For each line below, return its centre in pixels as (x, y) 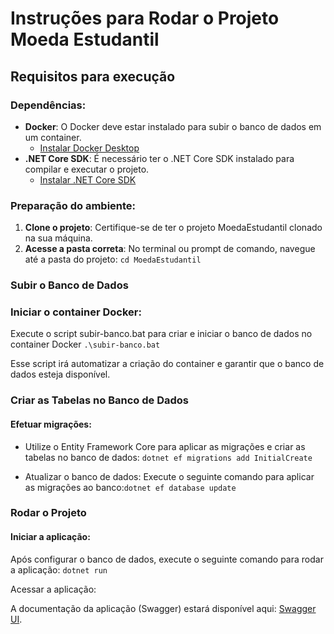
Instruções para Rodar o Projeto (145, 18)
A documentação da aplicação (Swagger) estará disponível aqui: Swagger (163, 608)
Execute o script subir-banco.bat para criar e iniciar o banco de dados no (161, 334)
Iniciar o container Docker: (76, 312)
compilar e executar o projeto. (87, 169)
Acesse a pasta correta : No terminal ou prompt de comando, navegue (170, 249)
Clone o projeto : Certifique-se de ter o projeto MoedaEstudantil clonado (173, 228)
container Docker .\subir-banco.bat (85, 344)
